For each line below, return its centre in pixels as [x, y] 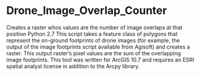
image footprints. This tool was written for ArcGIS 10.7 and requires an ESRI [100, 60]
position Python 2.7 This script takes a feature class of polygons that [92, 33]
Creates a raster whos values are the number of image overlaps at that [95, 27]
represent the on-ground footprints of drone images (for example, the [93, 40]
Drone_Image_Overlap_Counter [87, 11]
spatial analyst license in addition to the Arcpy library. [73, 66]
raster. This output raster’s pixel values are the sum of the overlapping [94, 53]
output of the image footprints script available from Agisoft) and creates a [98, 47]
